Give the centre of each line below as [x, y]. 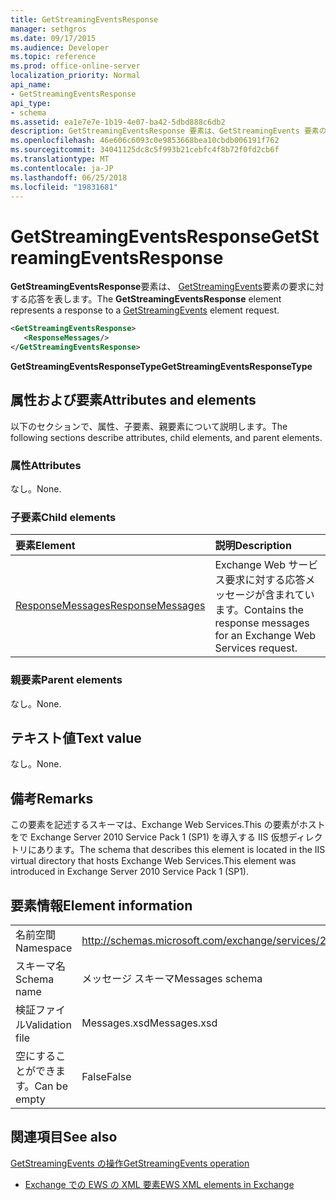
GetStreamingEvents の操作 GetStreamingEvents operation [130, 1163]
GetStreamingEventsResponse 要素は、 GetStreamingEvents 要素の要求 [158, 287]
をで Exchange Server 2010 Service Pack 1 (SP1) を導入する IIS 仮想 [149, 837]
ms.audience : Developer [60, 47]
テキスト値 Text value [76, 738]
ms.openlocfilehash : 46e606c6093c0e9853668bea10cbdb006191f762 [145, 141]
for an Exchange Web [265, 636]
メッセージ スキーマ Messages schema [172, 979]
